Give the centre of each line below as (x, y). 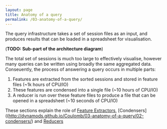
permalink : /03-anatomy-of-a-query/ (44, 19)
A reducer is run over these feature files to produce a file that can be (84, 95)
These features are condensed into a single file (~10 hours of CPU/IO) (85, 90)
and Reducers (49, 121)
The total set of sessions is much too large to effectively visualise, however (83, 59)
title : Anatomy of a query (34, 15)
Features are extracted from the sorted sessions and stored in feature (85, 79)
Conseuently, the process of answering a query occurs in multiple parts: (80, 69)
